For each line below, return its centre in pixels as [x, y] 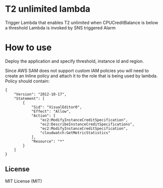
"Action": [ [43, 116]
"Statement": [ [29, 98]
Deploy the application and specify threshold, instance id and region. [75, 61]
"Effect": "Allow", [51, 111]
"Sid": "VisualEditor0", [57, 107]
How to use [28, 48]
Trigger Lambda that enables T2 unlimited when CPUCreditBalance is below [81, 23]
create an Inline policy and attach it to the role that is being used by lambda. [81, 76]
